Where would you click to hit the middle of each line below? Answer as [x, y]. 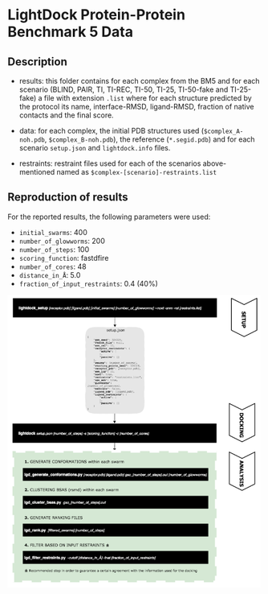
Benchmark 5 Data [71, 32]
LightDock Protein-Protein [97, 15]
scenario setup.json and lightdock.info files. [95, 148]
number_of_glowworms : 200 [62, 241]
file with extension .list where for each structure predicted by [148, 98]
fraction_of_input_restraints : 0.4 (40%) [88, 283]
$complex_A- [223, 131]
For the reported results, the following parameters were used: [109, 217]
